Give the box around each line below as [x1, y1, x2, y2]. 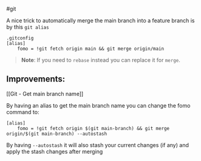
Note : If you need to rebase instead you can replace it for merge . [21, 57, 181, 63]
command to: [6, 108, 39, 115]
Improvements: [6, 74, 66, 84]
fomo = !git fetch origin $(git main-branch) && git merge [17, 125, 170, 131]
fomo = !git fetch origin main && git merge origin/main [17, 46, 165, 52]
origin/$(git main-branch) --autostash [6, 131, 107, 137]
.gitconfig [6, 35, 34, 41]
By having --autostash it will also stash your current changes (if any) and [6, 141, 189, 148]
